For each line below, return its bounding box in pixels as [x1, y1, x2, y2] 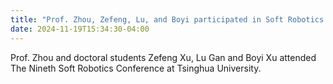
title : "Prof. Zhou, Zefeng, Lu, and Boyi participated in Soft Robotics [10, 14, 325, 25]
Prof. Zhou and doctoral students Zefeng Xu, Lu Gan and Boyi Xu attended [10, 51, 317, 63]
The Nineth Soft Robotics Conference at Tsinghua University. [10, 62, 262, 74]
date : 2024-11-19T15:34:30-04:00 [10, 24, 150, 34]
